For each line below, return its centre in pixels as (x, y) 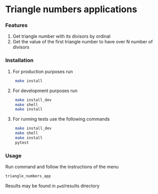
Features (17, 25)
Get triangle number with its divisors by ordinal (61, 36)
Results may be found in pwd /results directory (53, 186)
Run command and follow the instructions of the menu (62, 167)
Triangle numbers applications (71, 9)
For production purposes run (43, 71)
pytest (22, 143)
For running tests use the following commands (61, 119)
